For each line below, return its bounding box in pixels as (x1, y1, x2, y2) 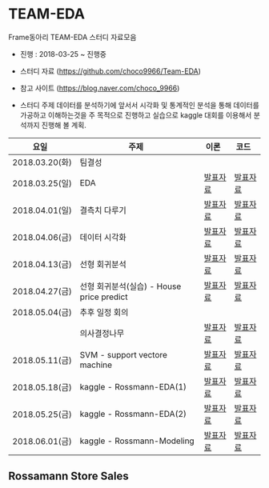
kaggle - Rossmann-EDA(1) (79, 381, 187, 392)
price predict (79, 291, 128, 302)
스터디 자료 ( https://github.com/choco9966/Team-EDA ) (19, 66, 202, 76)
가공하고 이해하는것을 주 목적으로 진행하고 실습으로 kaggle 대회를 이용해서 (19, 110, 252, 120)
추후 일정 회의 (79, 306, 129, 318)
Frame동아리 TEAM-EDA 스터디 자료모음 (8, 32, 137, 42)
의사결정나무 (79, 327, 125, 338)
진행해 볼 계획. (41, 120, 86, 130)
